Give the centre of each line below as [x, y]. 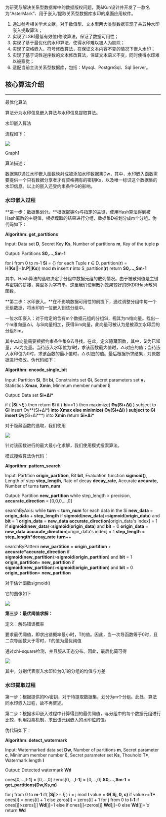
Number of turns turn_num [33, 486]
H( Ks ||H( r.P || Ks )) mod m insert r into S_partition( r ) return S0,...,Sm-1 [76, 268]
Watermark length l [25, 760]
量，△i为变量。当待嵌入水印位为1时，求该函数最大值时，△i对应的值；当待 [81, 347]
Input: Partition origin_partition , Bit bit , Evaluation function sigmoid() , [76, 476]
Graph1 [12, 153]
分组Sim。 [16, 331]
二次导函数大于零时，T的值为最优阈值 [43, 641]
